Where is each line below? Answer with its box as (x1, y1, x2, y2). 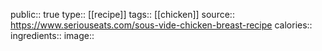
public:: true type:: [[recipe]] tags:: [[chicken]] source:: (10, 9, 235, 20)
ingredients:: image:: (10, 30, 95, 41)
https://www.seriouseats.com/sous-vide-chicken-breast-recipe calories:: (10, 19, 313, 31)
